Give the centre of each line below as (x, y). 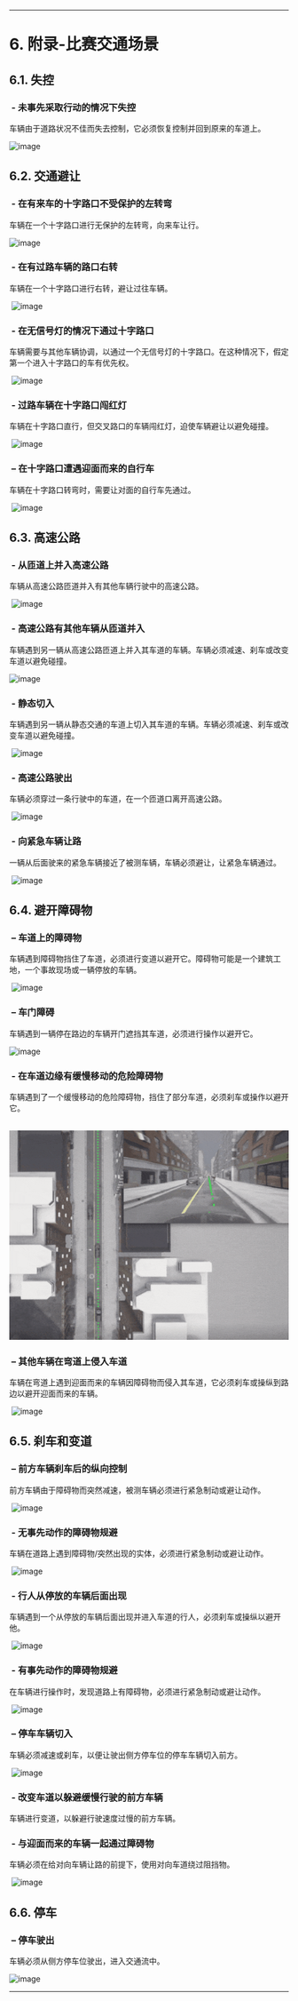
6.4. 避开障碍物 (51, 910)
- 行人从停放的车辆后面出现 (69, 1596)
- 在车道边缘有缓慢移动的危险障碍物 (87, 1076)
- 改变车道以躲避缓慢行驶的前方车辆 (87, 1798)
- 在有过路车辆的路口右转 (64, 267)
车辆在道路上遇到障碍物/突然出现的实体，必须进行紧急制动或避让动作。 (139, 1553)
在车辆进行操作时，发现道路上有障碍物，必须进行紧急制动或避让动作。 (137, 1691)
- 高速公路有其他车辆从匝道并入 (78, 629)
